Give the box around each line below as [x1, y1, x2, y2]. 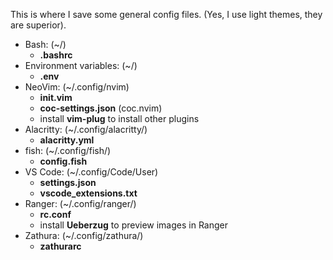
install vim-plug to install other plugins [39, 113, 200, 124]
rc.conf [39, 209, 72, 220]
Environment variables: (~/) [24, 60, 138, 71]
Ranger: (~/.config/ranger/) [24, 198, 137, 209]
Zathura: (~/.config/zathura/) [24, 230, 144, 241]
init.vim [39, 92, 73, 103]
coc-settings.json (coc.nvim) [39, 102, 163, 114]
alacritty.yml [39, 134, 95, 146]
